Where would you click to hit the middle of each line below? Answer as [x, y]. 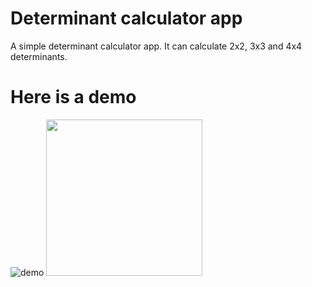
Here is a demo [73, 97]
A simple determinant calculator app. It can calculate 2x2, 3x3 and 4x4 [156, 46]
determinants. [39, 56]
